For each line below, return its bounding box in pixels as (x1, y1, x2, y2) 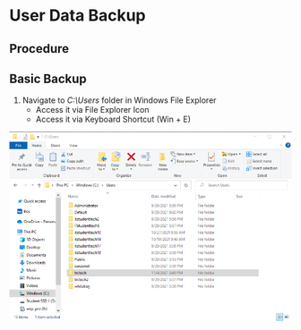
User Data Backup (9, 5, 146, 26)
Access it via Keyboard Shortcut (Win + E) (35, 114, 191, 125)
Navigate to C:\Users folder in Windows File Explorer (21, 95, 217, 106)
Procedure (9, 41, 70, 56)
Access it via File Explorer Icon (35, 105, 150, 115)
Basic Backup (9, 71, 87, 86)
